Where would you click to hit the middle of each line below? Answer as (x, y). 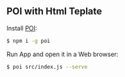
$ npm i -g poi (28, 41)
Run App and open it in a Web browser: (62, 54)
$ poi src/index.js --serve (47, 67)
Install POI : (22, 28)
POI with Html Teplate (54, 11)
